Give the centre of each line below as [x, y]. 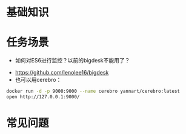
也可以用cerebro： [38, 80]
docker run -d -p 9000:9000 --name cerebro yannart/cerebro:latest [93, 92]
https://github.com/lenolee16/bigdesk [62, 73]
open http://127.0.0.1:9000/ [43, 97]
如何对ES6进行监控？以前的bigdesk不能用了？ [72, 61]
